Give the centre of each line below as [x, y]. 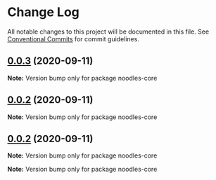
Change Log [43, 12]
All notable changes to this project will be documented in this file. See [108, 32]
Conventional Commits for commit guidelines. [73, 39]
